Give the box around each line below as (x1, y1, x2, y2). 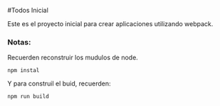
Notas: (7, 37, 31, 47)
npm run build (7, 93, 50, 100)
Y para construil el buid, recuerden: (7, 79, 111, 88)
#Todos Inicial (7, 6, 48, 14)
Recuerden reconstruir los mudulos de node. (7, 53, 139, 62)
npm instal (7, 67, 40, 74)
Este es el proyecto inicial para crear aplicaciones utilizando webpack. (7, 20, 214, 28)
